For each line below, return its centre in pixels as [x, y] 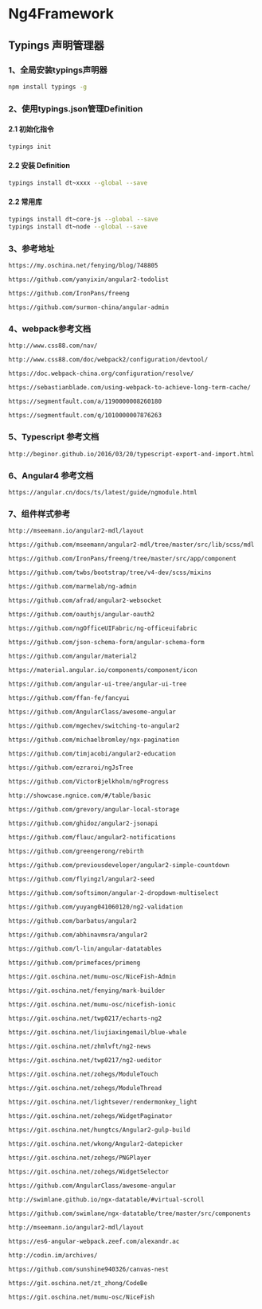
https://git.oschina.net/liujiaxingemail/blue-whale [98, 1033]
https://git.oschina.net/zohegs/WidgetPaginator [90, 1116]
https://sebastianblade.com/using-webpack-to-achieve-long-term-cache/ [129, 388]
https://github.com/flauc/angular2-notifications [92, 838]
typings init [30, 147]
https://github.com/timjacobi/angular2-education [92, 754]
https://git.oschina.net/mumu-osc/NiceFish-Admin [92, 977]
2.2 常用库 [25, 202]
